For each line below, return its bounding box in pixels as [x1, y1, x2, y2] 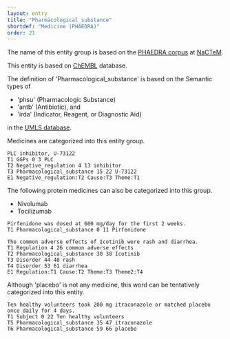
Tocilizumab [17, 207, 52, 216]
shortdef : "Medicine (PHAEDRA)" [7, 23, 100, 30]
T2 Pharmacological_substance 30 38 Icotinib [7, 251, 140, 258]
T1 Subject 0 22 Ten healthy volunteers [7, 314, 125, 320]
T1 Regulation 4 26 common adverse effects [7, 245, 134, 251]
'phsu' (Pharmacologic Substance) [17, 96, 116, 104]
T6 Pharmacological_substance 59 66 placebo [7, 325, 137, 333]
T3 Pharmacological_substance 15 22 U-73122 [7, 168, 137, 176]
